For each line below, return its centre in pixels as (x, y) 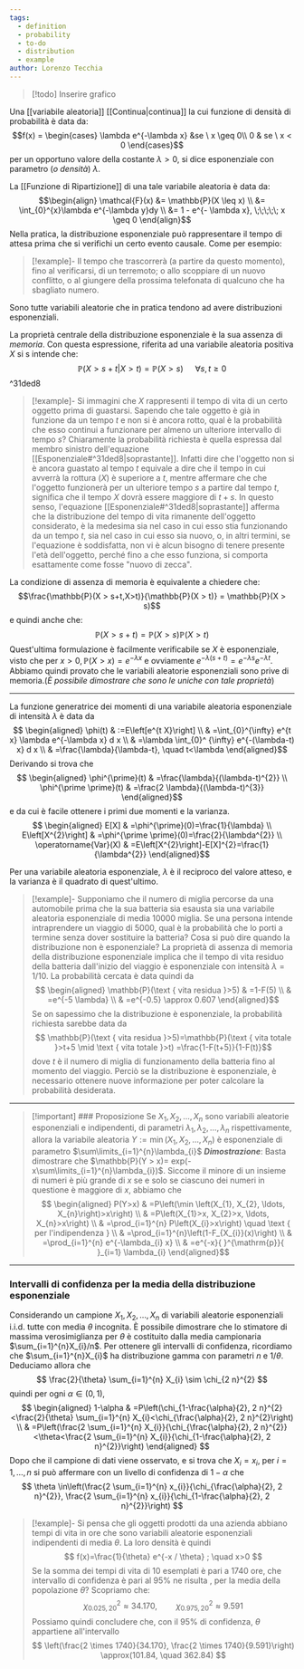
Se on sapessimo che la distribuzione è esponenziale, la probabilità (157, 1013)
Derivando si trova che (52, 763)
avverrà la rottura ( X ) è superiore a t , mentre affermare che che (149, 477)
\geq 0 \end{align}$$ (152, 219)
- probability (44, 34)
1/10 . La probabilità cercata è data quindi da (113, 975)
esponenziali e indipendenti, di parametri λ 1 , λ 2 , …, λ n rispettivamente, (161, 1129)
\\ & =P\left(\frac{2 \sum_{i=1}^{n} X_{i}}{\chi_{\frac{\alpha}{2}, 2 (138, 1427)
